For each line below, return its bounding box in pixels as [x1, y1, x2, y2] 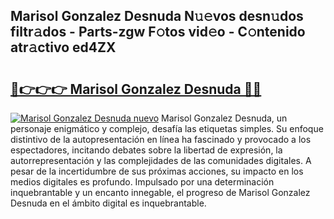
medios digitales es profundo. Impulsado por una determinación [10, 176, 275, 188]
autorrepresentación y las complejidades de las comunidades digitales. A [10, 155, 312, 166]
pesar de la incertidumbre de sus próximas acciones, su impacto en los [10, 165, 304, 177]
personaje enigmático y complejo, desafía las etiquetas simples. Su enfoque [10, 123, 324, 134]
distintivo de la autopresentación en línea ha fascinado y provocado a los [10, 134, 312, 145]
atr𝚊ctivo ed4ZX [10, 39, 117, 56]
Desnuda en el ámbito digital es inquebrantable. [10, 197, 207, 209]
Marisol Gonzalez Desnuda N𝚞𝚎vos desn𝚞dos [10, 8, 304, 25]
